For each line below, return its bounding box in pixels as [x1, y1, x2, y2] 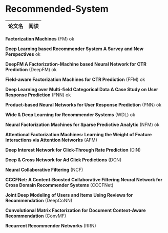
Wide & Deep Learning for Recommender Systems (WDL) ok [5, 111, 136, 118]
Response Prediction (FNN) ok [5, 92, 71, 98]
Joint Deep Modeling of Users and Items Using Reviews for [5, 192, 133, 198]
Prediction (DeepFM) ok [5, 66, 57, 72]
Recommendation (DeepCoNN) [5, 197, 73, 203]
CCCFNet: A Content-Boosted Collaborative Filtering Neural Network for [5, 176, 163, 182]
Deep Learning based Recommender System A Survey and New [5, 46, 144, 52]
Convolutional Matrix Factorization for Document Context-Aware [5, 207, 146, 213]
